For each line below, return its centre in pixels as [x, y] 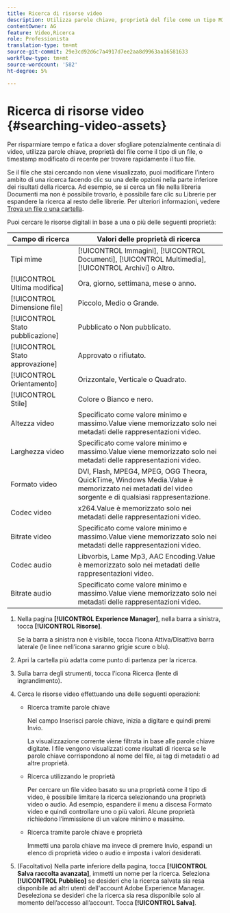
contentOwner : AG [32, 26]
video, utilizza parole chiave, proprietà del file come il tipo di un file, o [105, 152]
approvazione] [34, 364]
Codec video [31, 512]
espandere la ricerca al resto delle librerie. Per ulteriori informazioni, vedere [114, 202]
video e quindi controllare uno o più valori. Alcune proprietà [111, 812]
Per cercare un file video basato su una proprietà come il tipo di [117, 790]
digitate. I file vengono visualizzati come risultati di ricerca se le [117, 749]
